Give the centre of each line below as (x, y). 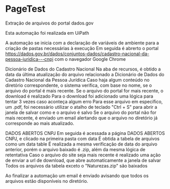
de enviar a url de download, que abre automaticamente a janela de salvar (83, 160)
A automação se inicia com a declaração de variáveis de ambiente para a (82, 43)
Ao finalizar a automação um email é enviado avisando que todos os (77, 175)
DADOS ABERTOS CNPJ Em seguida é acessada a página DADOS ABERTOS (85, 133)
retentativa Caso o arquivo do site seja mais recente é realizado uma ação (83, 155)
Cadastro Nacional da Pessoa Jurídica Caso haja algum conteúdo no (77, 80)
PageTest (26, 9)
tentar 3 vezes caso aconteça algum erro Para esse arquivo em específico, (84, 101)
